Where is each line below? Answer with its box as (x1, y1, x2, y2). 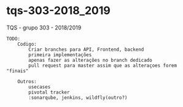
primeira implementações (28, 51, 92, 58)
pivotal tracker (28, 89, 70, 95)
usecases (28, 84, 51, 90)
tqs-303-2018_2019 (6, 4, 111, 18)
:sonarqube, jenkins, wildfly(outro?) (28, 94, 128, 101)
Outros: (17, 78, 37, 84)
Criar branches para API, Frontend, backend (28, 46, 144, 53)
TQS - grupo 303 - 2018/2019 (6, 24, 82, 31)
